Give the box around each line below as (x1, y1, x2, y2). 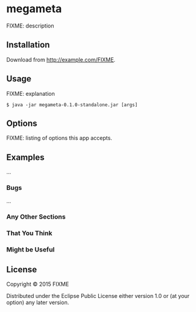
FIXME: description (6, 22, 54, 29)
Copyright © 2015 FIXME (6, 280, 69, 288)
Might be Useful (6, 245, 55, 254)
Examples (6, 152, 45, 162)
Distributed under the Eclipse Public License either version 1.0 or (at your (6, 292, 190, 300)
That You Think (6, 229, 53, 238)
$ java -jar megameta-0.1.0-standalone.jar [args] (6, 101, 138, 108)
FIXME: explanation (6, 90, 55, 97)
